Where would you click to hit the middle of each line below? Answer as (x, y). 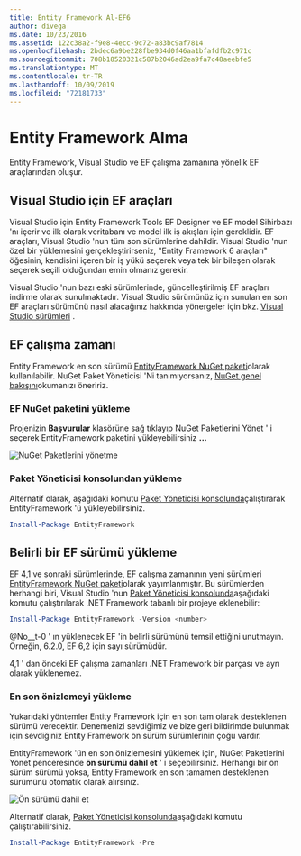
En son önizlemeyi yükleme (71, 697)
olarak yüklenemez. (46, 673)
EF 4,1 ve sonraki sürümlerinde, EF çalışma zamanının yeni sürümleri (136, 574)
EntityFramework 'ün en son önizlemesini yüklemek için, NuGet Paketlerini (147, 752)
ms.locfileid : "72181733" (58, 93)
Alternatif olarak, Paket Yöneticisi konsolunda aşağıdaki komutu (126, 816)
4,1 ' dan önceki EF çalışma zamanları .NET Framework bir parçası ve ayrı (145, 664)
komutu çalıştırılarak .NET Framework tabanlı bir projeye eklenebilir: (134, 603)
